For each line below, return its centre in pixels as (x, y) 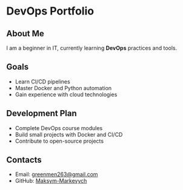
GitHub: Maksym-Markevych (51, 181)
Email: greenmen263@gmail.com (56, 174)
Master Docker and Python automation (63, 88)
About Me (25, 34)
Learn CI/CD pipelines (43, 81)
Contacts (24, 160)
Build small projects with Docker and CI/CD (69, 134)
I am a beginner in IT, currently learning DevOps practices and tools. (92, 48)
